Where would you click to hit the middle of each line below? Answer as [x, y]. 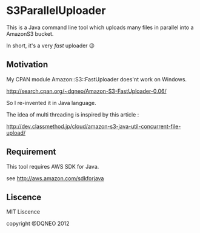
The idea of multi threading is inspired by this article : [73, 114]
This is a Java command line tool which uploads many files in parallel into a [100, 27]
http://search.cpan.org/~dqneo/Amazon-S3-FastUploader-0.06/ [86, 91]
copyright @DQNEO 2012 [38, 224]
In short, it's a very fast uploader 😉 [51, 46]
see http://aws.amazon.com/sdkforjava [55, 178]
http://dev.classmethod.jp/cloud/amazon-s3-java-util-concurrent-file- [94, 126]
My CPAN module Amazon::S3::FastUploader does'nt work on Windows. [96, 79]
